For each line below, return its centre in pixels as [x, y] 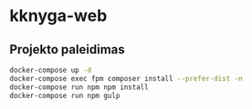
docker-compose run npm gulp [65, 95]
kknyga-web [58, 16]
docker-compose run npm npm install [79, 87]
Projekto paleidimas [67, 50]
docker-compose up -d [51, 70]
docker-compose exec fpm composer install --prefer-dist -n [126, 78]
